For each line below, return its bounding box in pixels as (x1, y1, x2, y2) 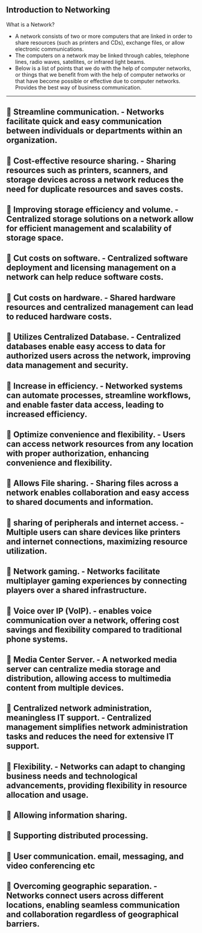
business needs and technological (6, 771, 138, 781)
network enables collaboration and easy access (6, 488, 189, 498)
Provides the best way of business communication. (14, 84, 142, 91)
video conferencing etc (6, 861, 95, 871)
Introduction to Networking (6, 5, 111, 15)
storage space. (6, 232, 64, 243)
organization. (6, 135, 58, 145)
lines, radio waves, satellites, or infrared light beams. (14, 58, 145, 65)
